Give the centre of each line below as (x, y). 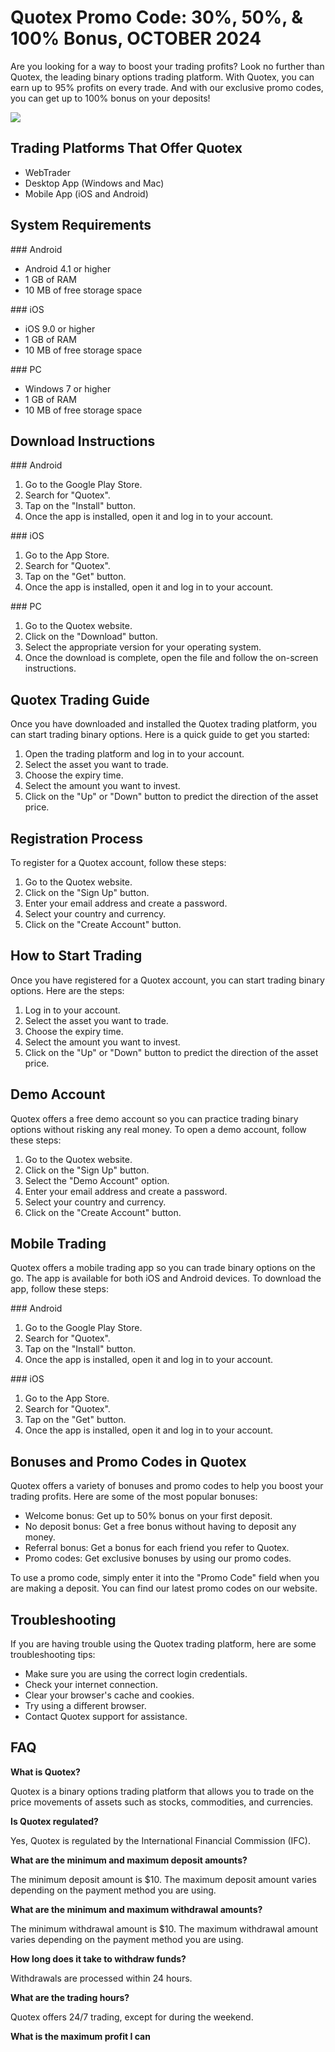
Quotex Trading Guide (80, 699)
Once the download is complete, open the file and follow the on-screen (171, 658)
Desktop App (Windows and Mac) (94, 183)
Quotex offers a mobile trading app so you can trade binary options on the (163, 1268)
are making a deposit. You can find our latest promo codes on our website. (164, 1588)
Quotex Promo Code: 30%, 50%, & (157, 17)
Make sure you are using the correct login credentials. (136, 1674)
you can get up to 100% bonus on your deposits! (110, 98)
